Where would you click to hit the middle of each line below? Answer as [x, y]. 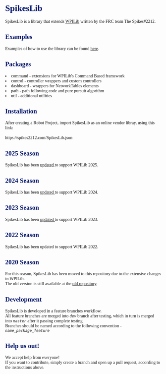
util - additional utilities [31, 95]
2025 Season [22, 153]
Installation [21, 111]
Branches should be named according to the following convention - [63, 326]
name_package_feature [28, 331]
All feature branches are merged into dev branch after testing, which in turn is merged [80, 316]
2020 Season [22, 262]
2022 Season [22, 235]
